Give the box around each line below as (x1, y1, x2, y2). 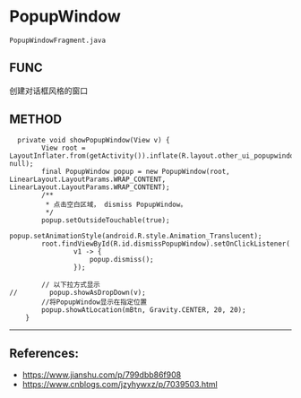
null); (9, 159, 34, 168)
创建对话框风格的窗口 (9, 85, 88, 96)
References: (9, 345, 79, 360)
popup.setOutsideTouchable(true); (41, 215, 170, 225)
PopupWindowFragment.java (9, 36, 106, 45)
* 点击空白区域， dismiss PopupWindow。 (45, 200, 188, 209)
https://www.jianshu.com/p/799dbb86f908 (21, 369, 182, 380)
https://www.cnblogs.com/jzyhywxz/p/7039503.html (21, 379, 218, 390)
